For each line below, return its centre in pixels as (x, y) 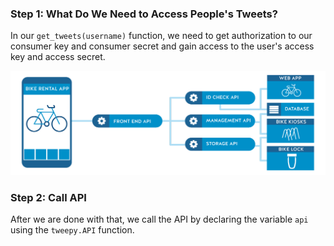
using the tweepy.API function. (72, 230)
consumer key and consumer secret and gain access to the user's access (162, 46)
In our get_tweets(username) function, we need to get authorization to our (161, 36)
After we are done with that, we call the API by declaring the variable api (159, 219)
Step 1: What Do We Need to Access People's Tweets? (144, 14)
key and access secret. (58, 57)
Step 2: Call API (48, 198)
